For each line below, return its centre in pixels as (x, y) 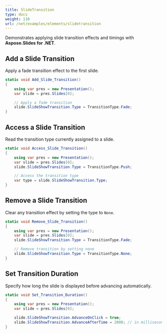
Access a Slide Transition (45, 127)
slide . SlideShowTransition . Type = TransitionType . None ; (73, 254)
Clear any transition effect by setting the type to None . (60, 212)
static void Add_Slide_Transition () (43, 80)
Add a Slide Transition (40, 58)
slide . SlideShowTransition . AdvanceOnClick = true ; (68, 318)
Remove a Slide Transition (46, 201)
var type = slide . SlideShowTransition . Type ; (61, 180)
